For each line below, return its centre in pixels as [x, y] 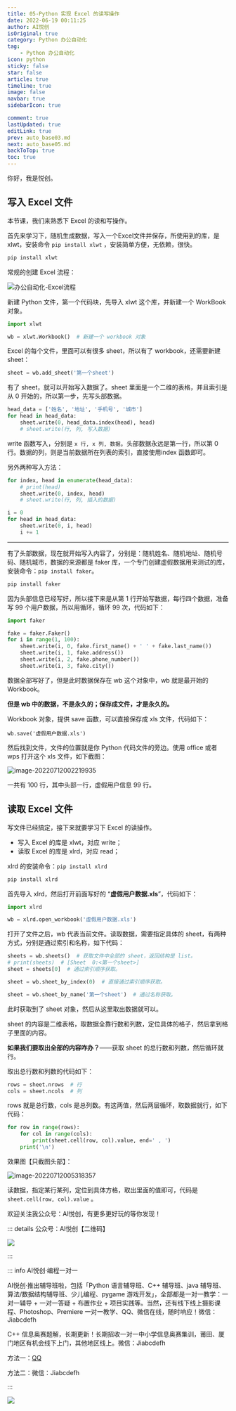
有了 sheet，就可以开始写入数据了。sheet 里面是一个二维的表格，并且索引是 [118, 387]
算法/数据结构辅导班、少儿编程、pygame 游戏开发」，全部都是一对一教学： [115, 1294]
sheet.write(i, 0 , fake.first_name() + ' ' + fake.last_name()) [116, 646]
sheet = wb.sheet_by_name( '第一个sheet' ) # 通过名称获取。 [92, 994]
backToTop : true [31, 151]
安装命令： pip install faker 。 [53, 571]
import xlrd [25, 907]
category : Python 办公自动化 [47, 40]
